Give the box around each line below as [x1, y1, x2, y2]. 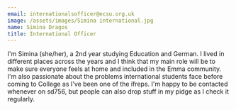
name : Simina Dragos [7, 23, 69, 31]
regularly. [7, 95, 35, 104]
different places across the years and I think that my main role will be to [7, 57, 216, 66]
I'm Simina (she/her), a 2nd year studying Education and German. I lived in [7, 50, 225, 58]
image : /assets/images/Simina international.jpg [7, 17, 154, 24]
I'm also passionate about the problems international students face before [7, 72, 223, 81]
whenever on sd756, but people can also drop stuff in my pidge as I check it [7, 87, 229, 96]
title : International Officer [7, 30, 97, 38]
